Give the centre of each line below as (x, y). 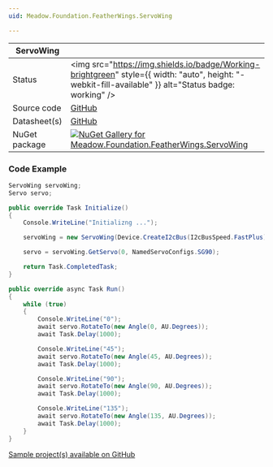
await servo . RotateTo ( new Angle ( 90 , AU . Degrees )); (125, 387)
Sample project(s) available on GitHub (72, 454)
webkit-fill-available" (111, 84)
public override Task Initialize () (69, 208)
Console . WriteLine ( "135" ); (83, 409)
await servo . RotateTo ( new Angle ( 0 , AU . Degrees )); (123, 327)
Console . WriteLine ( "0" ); (80, 319)
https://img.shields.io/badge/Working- (186, 64)
